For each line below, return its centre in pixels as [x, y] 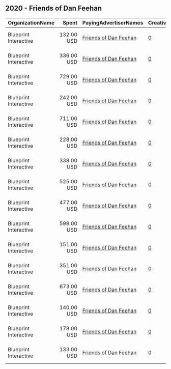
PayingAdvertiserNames [113, 22]
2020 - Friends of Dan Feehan [54, 8]
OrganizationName [31, 22]
